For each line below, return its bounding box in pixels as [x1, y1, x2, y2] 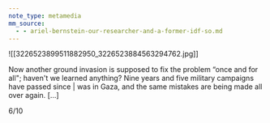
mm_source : [8, 19, 45, 28]
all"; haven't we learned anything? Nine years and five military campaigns [8, 74, 254, 83]
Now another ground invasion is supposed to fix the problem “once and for [8, 65, 259, 74]
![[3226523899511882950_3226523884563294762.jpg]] [8, 49, 199, 59]
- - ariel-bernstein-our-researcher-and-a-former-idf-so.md [15, 27, 223, 35]
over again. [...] [8, 91, 59, 100]
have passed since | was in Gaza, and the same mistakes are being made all [8, 82, 263, 91]
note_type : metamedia [8, 11, 82, 20]
